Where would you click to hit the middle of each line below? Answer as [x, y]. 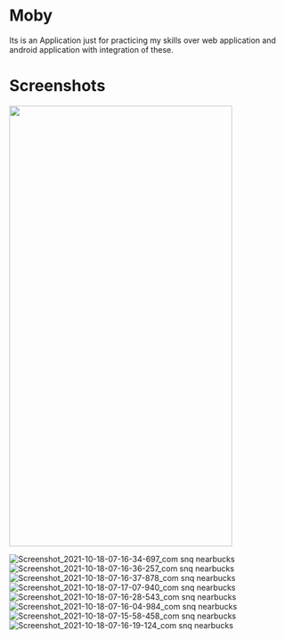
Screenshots [57, 86]
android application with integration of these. [91, 49]
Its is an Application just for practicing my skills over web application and [142, 40]
